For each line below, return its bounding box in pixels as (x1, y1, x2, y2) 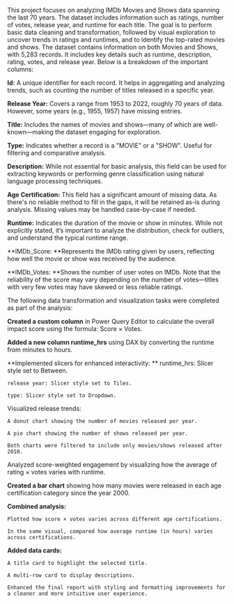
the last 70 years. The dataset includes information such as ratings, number (7, 13, 224, 22)
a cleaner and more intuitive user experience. (7, 590, 148, 597)
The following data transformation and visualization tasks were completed (7, 296, 219, 304)
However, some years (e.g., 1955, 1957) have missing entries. (7, 107, 182, 115)
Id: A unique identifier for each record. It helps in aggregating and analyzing (7, 79, 225, 86)
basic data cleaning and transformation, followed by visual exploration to (7, 28, 216, 36)
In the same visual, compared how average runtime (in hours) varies (7, 528, 214, 535)
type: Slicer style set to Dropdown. (7, 392, 117, 399)
